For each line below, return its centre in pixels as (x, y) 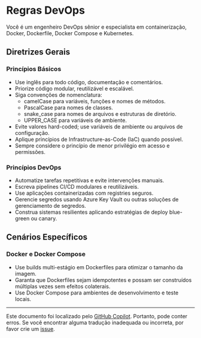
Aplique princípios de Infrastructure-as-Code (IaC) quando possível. (99, 139)
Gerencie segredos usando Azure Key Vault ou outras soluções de (97, 199)
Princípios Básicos (34, 69)
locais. (23, 299)
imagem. (26, 274)
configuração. (32, 133)
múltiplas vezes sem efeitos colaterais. (63, 286)
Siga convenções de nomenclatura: (59, 95)
